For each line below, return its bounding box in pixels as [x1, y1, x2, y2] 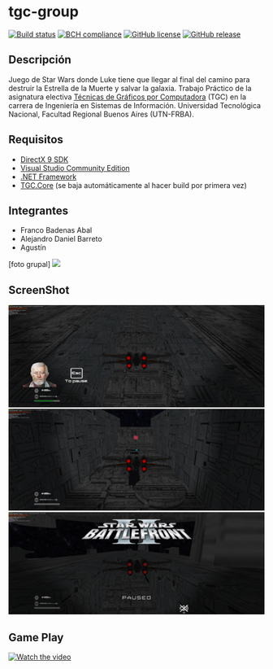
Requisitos [8, 133, 63, 146]
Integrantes [8, 203, 69, 217]
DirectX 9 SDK [19, 154, 69, 164]
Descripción [8, 53, 71, 67]
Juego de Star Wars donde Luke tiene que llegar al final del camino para [8, 74, 250, 84]
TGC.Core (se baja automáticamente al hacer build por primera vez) [19, 180, 248, 190]
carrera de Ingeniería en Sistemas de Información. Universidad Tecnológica [8, 100, 262, 110]
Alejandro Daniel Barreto [19, 234, 103, 244]
